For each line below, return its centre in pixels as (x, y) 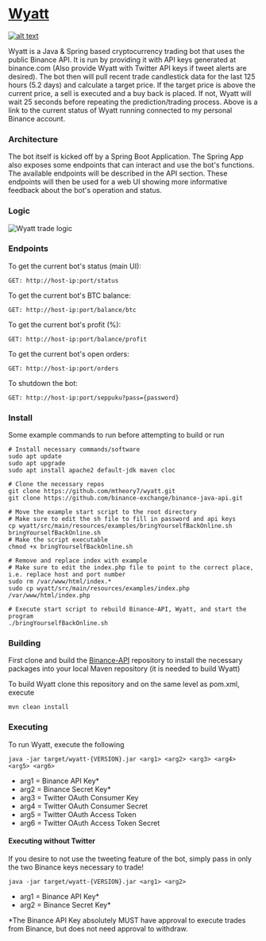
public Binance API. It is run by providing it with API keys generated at (122, 60)
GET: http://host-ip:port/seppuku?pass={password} (94, 398)
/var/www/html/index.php (49, 596)
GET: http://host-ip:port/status (64, 280)
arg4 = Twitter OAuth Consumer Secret (84, 806)
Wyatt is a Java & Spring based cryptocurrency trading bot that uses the (126, 51)
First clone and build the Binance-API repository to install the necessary (125, 661)
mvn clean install (39, 708)
